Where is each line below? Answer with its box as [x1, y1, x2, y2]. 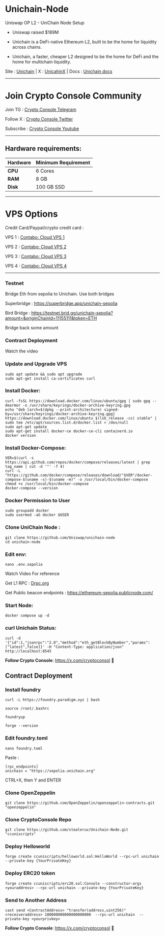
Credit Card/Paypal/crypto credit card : [5, 225, 84, 230]
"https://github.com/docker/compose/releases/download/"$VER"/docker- [5, 473, 153, 478]
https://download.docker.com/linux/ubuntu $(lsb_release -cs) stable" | [5, 416, 157, 420]
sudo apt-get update [5, 424, 48, 429]
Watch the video [5, 348, 38, 354]
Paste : [5, 754, 19, 760]
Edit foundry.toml [5, 735, 48, 742]
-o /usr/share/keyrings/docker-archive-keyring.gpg [23, 403, 131, 408]
